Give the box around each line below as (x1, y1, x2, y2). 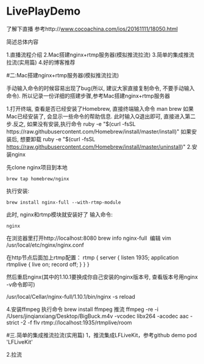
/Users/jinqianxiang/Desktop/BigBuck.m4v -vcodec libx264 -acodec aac (6, 312, 189, 320)
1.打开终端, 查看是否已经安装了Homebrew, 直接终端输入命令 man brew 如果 (6, 105, 194, 112)
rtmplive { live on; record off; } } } (6, 261, 90, 268)
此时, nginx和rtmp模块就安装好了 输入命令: (6, 211, 113, 218)
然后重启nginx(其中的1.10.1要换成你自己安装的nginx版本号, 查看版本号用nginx (6, 273, 198, 281)
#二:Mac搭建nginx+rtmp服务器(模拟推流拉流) (6, 71, 119, 79)
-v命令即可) (6, 281, 35, 288)
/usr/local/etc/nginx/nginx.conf (6, 241, 84, 248)
